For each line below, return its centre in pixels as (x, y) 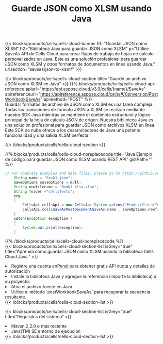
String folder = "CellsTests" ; (44, 191)
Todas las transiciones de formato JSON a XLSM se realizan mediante (75, 110)
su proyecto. (17, 281)
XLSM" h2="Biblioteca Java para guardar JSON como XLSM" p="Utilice (77, 49)
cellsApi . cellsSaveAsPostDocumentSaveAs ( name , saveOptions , (86, 210)
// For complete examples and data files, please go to (63, 173)
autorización (17, 271)
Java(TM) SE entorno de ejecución (46, 331)
